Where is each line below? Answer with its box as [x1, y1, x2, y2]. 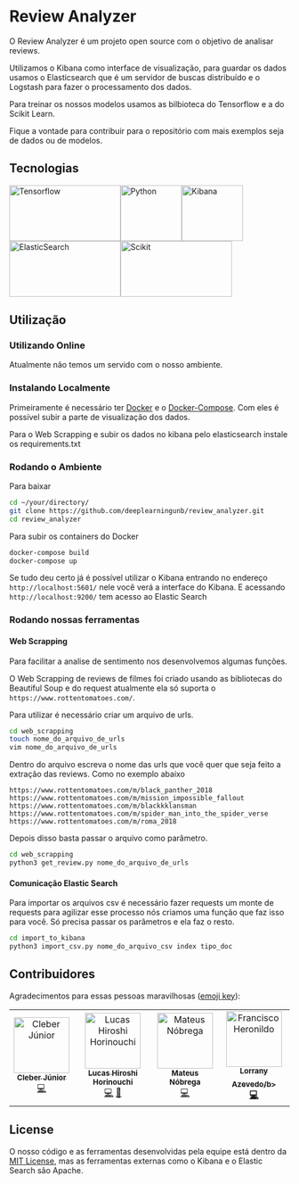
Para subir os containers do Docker [9, 531, 140, 542]
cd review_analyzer [9, 515, 82, 524]
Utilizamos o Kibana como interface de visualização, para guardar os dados [9, 62, 287, 73]
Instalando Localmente [9, 382, 111, 394]
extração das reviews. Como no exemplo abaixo [9, 769, 185, 780]
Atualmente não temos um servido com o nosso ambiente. [9, 360, 223, 370]
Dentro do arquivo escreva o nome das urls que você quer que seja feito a [9, 759, 282, 770]
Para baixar [9, 481, 52, 492]
